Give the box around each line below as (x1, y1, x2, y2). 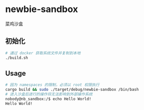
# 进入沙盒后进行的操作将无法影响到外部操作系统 (5, 92, 92, 97)
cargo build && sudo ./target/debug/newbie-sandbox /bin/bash (5, 87, 139, 92)
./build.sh (5, 55, 28, 60)
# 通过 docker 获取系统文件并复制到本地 (5, 50, 81, 56)
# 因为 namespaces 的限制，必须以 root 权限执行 (5, 82, 100, 87)
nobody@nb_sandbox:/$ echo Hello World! (5, 96, 92, 101)
